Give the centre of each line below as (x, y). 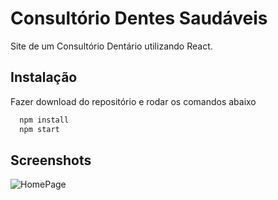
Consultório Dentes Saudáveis (139, 18)
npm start (39, 129)
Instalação (44, 77)
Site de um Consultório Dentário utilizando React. (111, 46)
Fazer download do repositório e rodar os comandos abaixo (133, 101)
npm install (44, 120)
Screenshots (51, 160)
